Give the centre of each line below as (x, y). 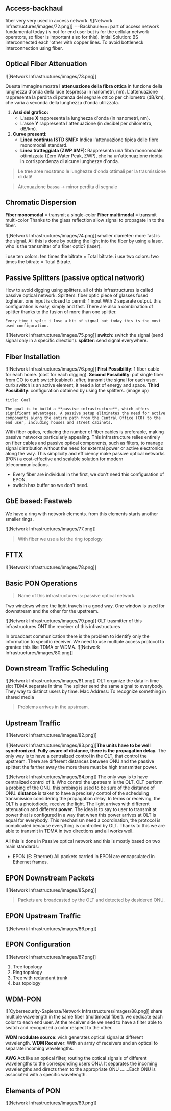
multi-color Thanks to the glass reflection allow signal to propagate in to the (85, 220)
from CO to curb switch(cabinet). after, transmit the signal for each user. (81, 380)
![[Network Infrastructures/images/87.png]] (51, 957)
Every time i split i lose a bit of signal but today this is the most (83, 321)
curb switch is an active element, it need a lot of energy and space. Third (82, 385)
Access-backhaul (34, 8)
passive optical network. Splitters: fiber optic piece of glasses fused (77, 295)
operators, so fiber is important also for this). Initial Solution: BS (72, 37)
